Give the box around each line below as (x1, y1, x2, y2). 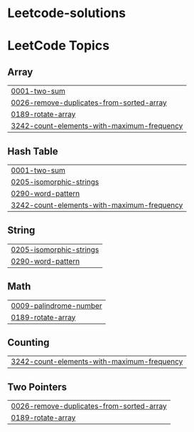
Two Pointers (7, 381, 68, 393)
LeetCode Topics (7, 38, 110, 54)
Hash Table (7, 145, 58, 158)
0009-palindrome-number (11, 301, 102, 311)
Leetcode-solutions (7, 5, 126, 21)
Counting (7, 336, 50, 349)
